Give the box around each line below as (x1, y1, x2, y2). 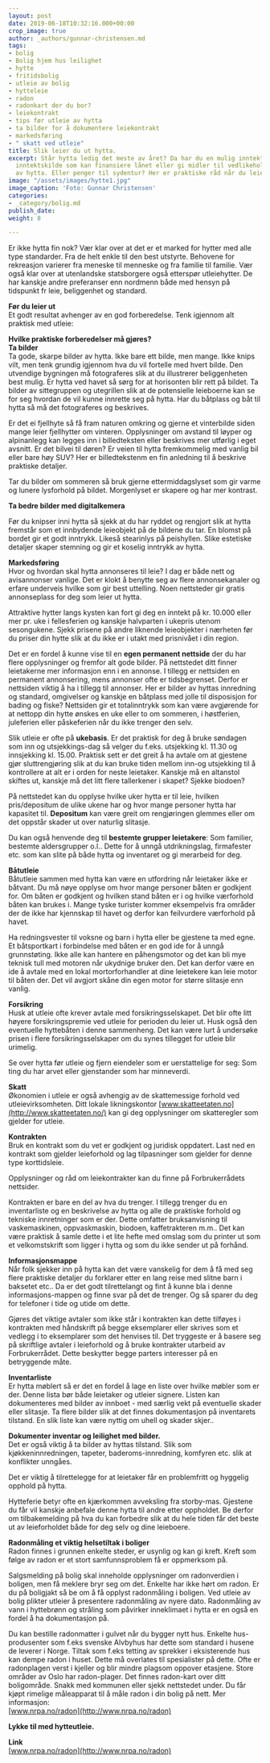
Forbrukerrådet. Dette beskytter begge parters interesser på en (8, 1349, 219, 1359)
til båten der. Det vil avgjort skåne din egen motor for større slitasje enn (8, 976, 243, 985)
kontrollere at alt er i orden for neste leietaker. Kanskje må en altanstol (8, 767, 240, 778)
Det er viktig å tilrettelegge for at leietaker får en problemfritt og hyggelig (8, 1472, 249, 1483)
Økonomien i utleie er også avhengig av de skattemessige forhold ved (8, 1091, 239, 1101)
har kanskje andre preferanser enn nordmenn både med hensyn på (8, 277, 231, 287)
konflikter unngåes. (8, 1457, 72, 1466)
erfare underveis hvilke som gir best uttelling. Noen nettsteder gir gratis (8, 583, 245, 593)
